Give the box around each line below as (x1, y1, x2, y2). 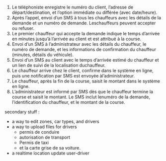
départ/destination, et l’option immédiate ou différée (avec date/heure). (11, 9, 158, 15)
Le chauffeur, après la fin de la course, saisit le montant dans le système (11, 78, 160, 84)
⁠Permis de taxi (19, 140, 49, 146)
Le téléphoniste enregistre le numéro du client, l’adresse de (11, 4, 134, 10)
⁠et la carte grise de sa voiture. (19, 145, 81, 151)
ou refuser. (11, 25, 35, 31)
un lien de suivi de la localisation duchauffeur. (11, 62, 106, 68)
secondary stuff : (4, 109, 40, 115)
